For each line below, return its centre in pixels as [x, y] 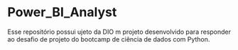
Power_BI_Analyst [62, 12]
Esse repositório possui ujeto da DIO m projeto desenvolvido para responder [119, 32]
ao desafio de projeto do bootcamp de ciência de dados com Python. [109, 39]
